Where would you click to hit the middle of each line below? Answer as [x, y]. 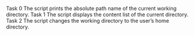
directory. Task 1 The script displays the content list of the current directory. [97, 15]
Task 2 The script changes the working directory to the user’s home [88, 21]
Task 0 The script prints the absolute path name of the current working [91, 8]
